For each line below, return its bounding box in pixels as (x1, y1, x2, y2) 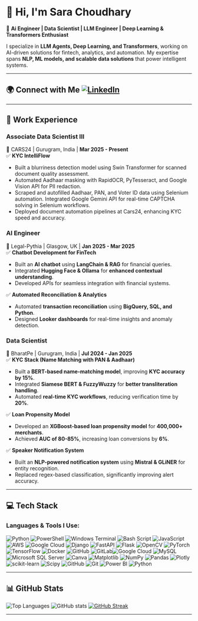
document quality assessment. (14, 170, 90, 177)
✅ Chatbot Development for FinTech (6, 248, 97, 256)
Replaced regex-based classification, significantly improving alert (14, 471, 174, 478)
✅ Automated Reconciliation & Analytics (6, 291, 107, 298)
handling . (14, 387, 39, 394)
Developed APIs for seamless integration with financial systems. (14, 279, 171, 286)
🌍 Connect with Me (6, 85, 80, 95)
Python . (14, 309, 35, 316)
